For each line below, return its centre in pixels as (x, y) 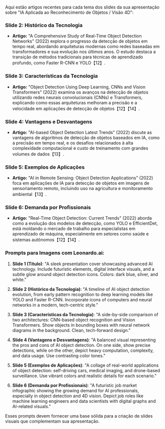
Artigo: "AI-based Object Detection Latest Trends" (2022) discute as (82, 132)
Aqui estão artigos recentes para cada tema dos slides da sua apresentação (82, 7)
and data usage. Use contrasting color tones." (59, 355)
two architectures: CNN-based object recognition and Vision (74, 320)
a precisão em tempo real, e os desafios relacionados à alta (73, 143)
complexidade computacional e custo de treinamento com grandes (80, 148)
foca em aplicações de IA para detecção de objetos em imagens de (81, 183)
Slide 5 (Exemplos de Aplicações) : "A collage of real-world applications (85, 365)
